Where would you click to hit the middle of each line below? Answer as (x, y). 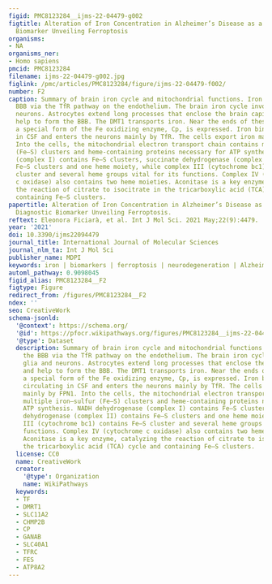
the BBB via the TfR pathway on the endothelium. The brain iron (136, 356)
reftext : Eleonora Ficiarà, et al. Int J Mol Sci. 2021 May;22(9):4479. (134, 220)
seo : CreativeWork (39, 310)
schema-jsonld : (34, 318)
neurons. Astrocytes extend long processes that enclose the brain (132, 115)
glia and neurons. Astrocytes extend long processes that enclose (137, 363)
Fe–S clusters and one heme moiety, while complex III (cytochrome (132, 167)
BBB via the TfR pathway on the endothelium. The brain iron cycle (132, 106)
